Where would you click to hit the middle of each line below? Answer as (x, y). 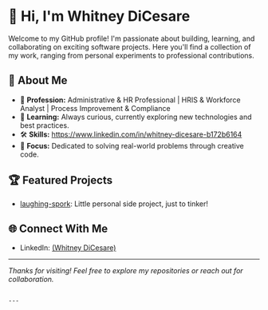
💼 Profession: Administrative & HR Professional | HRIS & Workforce (130, 100)
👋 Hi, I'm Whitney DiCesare (99, 16)
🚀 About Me (38, 80)
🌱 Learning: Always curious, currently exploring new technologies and (136, 117)
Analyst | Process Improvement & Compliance (95, 108)
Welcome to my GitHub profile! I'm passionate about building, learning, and (132, 38)
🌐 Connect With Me (58, 228)
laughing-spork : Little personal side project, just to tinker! (114, 204)
